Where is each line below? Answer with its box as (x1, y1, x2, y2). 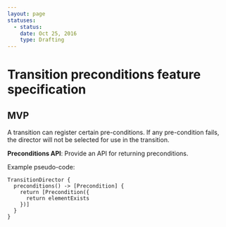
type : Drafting (20, 37, 65, 44)
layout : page (7, 10, 46, 18)
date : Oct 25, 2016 (20, 30, 77, 37)
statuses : (7, 17, 37, 24)
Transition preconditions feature (7, 67, 201, 83)
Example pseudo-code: (7, 163, 75, 171)
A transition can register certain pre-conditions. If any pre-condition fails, (7, 128, 220, 137)
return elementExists (25, 195, 90, 202)
